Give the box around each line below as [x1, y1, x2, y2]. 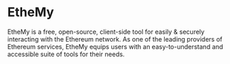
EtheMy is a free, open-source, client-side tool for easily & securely [7, 27, 204, 36]
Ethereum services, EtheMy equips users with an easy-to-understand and [7, 42, 224, 51]
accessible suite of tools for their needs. [7, 50, 125, 58]
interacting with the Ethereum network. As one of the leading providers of [7, 34, 223, 43]
